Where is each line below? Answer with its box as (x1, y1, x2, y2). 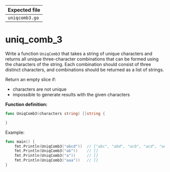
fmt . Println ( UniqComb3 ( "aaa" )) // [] (14, 158, 99, 163)
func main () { (5, 139, 35, 144)
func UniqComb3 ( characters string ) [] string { (5, 111, 105, 116)
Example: (5, 129, 25, 135)
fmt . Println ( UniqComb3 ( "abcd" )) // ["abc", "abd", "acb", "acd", (14, 144, 157, 149)
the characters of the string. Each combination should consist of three (5, 61, 151, 67)
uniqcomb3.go (8, 15, 39, 21)
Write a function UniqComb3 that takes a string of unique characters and (5, 50, 153, 56)
